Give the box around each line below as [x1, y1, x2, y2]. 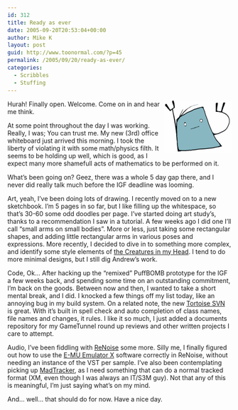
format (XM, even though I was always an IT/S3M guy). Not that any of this [7, 373, 226, 381]
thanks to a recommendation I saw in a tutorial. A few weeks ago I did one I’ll [7, 217, 232, 225]
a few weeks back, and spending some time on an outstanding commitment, [7, 276, 231, 285]
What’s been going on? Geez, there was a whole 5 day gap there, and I [7, 173, 215, 181]
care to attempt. [7, 329, 55, 338]
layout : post [7, 41, 46, 49]
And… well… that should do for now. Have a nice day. [7, 394, 163, 403]
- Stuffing [13, 79, 46, 86]
